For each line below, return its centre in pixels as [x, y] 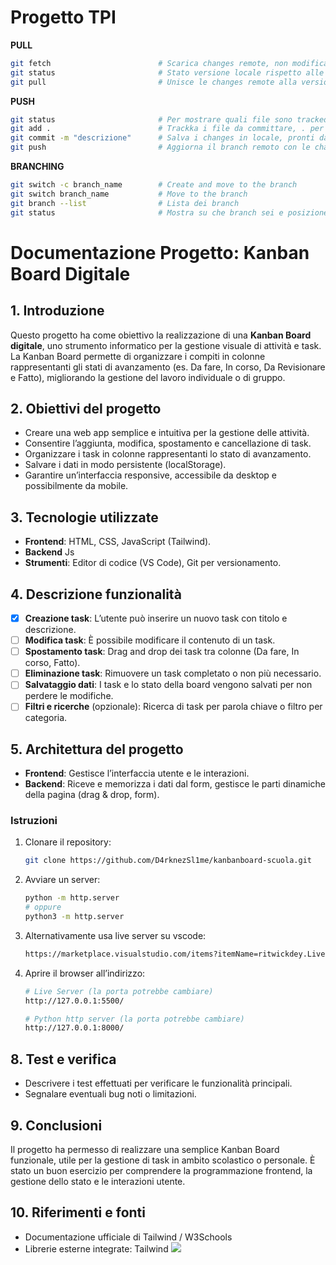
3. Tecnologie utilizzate [84, 517]
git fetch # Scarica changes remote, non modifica [169, 63]
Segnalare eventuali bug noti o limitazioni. [110, 1094]
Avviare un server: [62, 880]
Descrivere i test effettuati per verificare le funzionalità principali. [158, 1083]
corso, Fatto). [52, 663]
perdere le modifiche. [69, 696]
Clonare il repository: [68, 842]
